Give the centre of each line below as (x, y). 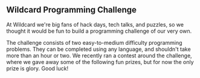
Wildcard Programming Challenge (72, 10)
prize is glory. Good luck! (37, 68)
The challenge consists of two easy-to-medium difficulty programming (94, 42)
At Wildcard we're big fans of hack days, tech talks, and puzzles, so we (95, 24)
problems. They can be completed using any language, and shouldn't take (99, 49)
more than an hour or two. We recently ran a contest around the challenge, (99, 55)
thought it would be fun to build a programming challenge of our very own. (99, 31)
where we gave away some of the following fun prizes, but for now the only (100, 62)
